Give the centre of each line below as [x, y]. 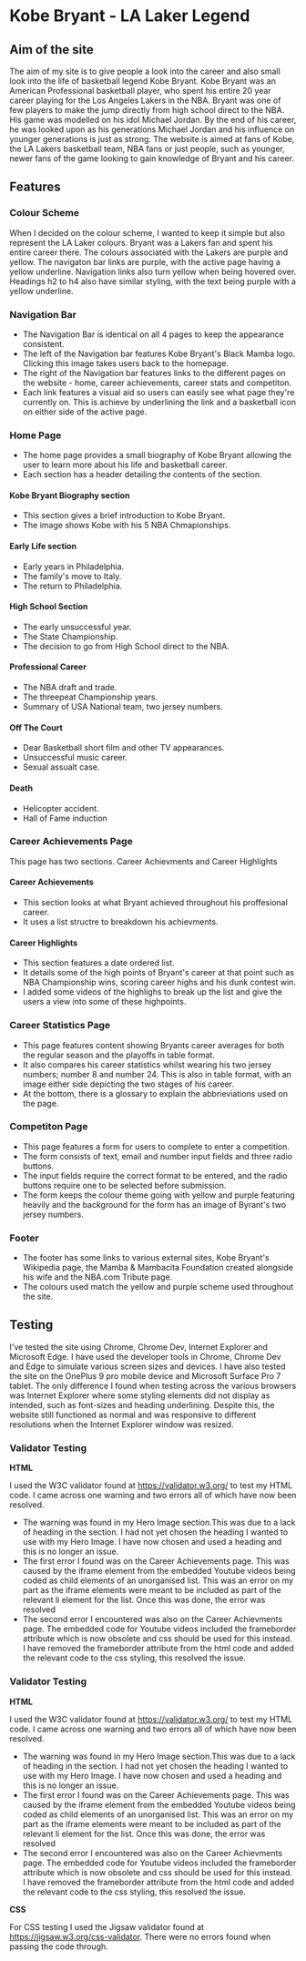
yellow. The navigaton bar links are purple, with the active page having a [145, 261]
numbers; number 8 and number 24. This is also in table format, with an [157, 1074]
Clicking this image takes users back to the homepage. [126, 363]
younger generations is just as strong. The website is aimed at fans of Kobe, [152, 139]
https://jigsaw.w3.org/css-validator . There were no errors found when [140, 1936]
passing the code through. [59, 1946]
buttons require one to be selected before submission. [124, 1185]
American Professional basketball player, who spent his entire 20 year [140, 91]
